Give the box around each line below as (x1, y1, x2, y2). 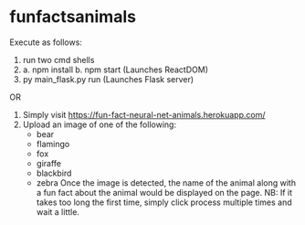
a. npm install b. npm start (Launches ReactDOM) (22, 64, 208, 75)
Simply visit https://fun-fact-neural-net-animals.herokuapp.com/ (22, 109, 266, 120)
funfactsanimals (9, 6, 137, 27)
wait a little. (36, 206, 80, 217)
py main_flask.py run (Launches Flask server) (22, 73, 195, 84)
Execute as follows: (9, 37, 82, 48)
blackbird (36, 167, 72, 178)
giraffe (36, 157, 62, 168)
